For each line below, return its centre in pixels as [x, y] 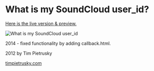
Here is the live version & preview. [41, 23]
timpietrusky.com [24, 63]
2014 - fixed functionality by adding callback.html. [58, 43]
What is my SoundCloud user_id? [77, 9]
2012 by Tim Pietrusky [29, 53]
